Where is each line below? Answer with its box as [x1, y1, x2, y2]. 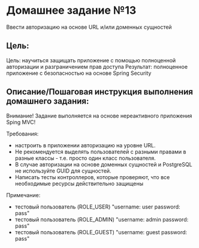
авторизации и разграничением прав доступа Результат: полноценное [6, 63, 188, 70]
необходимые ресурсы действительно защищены [14, 180, 144, 187]
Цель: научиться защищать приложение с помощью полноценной [6, 56, 176, 63]
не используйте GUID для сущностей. [14, 167, 111, 174]
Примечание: [6, 191, 41, 198]
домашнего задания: [6, 96, 89, 107]
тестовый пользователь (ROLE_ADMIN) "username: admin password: [14, 216, 189, 223]
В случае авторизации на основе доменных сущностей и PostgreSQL [14, 161, 193, 168]
